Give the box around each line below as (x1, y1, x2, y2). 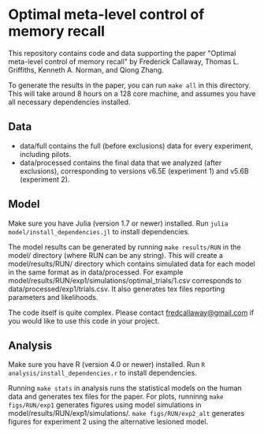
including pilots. (19, 149, 72, 159)
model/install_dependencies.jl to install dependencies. (8, 226, 191, 236)
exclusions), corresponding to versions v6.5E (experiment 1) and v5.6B (19, 166, 250, 175)
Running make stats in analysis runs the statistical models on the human (8, 383, 242, 393)
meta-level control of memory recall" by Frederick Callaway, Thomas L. (8, 57, 240, 66)
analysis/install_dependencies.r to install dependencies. (8, 369, 197, 378)
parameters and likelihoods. (8, 292, 99, 301)
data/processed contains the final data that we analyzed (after (19, 158, 222, 167)
